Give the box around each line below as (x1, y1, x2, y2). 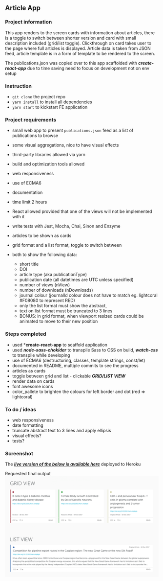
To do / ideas (5, 406, 37, 413)
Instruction (5, 83, 32, 90)
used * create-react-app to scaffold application (12, 342, 107, 348)
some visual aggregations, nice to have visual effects (12, 142, 119, 148)
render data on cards (12, 378, 55, 384)
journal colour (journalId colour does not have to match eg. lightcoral (19, 292, 158, 298)
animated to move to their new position (19, 318, 98, 325)
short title (19, 261, 39, 267)
